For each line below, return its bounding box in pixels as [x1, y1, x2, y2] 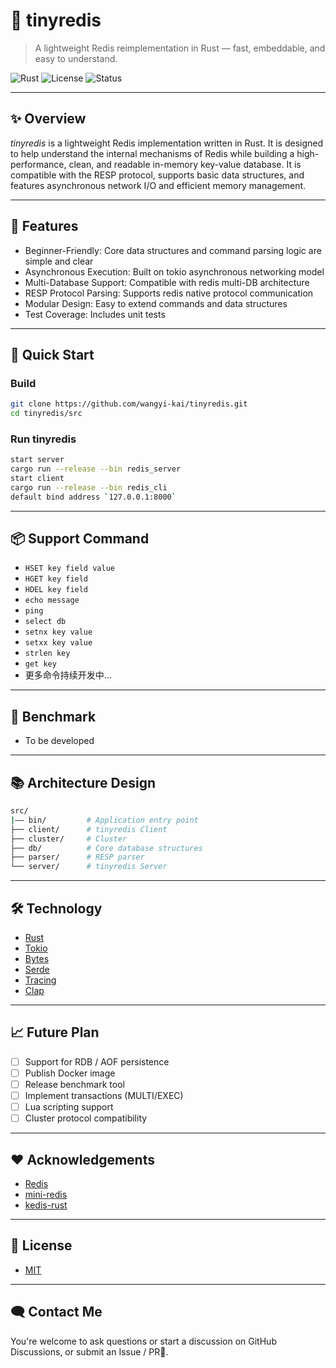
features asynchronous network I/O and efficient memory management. [10, 179, 307, 191]
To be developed [24, 735, 95, 747]
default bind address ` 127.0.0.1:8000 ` [10, 492, 177, 502]
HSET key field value [24, 564, 115, 574]
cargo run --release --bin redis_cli [10, 482, 168, 493]
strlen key [24, 649, 71, 659]
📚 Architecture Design [10, 774, 156, 791]
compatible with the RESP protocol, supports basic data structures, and [10, 169, 305, 181]
